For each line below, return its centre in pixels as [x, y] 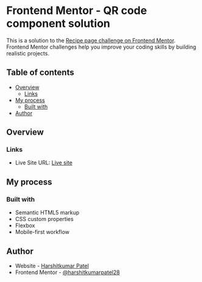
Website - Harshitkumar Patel [52, 266]
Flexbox [25, 225]
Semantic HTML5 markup [47, 213]
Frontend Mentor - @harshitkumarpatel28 [68, 272]
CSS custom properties [44, 219]
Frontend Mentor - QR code [77, 11]
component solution [58, 23]
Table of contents [40, 73]
